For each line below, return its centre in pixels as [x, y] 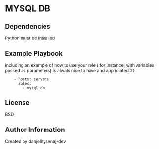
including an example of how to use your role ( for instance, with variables [79, 65]
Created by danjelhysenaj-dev [35, 141]
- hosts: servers [32, 79]
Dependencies [28, 27]
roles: [25, 83]
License [17, 103]
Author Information [35, 130]
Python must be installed [30, 38]
